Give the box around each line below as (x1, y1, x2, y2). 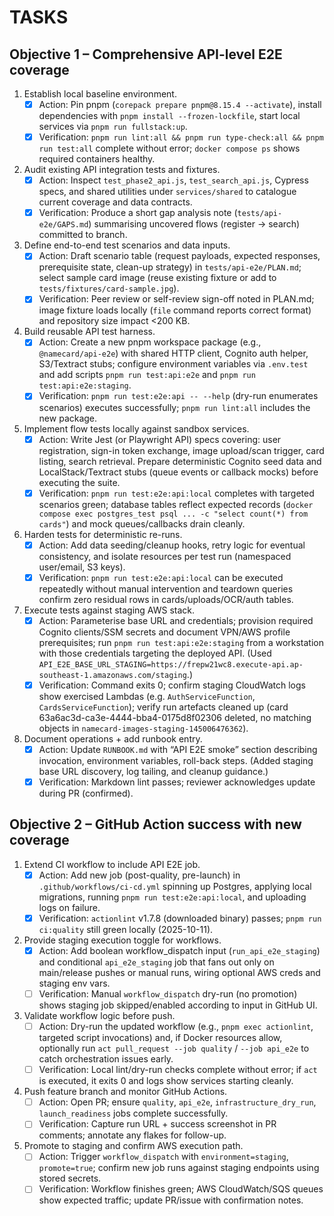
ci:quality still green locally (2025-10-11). (38, 923, 214, 935)
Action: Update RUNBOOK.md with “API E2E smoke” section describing (38, 743, 318, 755)
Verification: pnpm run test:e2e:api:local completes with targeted (38, 487, 315, 499)
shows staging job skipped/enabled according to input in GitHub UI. (38, 999, 318, 1011)
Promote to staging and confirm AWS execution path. (23, 1140, 244, 1152)
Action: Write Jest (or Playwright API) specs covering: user (38, 433, 282, 445)
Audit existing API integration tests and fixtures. (23, 164, 221, 176)
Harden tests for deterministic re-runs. (23, 528, 183, 540)
